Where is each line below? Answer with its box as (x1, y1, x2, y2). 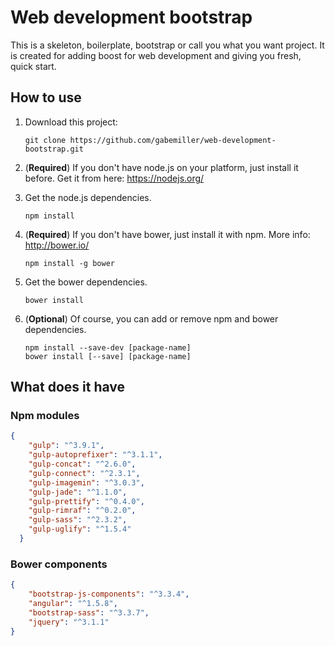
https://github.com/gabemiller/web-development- (69, 135, 277, 145)
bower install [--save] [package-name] (24, 351, 192, 361)
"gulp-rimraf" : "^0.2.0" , (28, 506, 137, 516)
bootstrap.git (24, 144, 84, 154)
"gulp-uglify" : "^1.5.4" (28, 524, 132, 535)
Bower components (10, 557, 108, 571)
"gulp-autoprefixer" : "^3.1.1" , (28, 450, 163, 460)
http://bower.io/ (24, 239, 90, 251)
